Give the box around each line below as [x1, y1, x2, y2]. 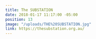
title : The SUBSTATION [5, 7, 53, 13]
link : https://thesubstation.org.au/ [5, 26, 85, 31]
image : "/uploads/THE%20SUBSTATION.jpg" [5, 21, 92, 27]
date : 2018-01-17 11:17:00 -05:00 [5, 12, 78, 17]
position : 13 [5, 17, 33, 22]
